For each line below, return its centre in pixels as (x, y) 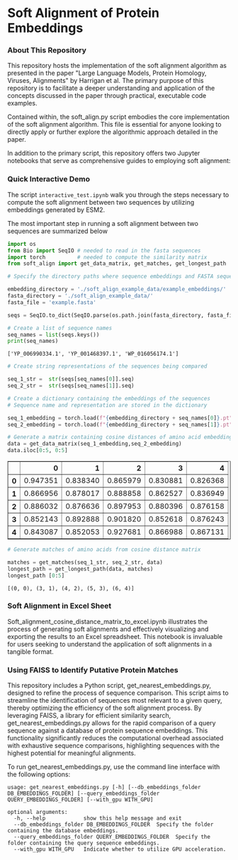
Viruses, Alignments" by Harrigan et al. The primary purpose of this (106, 81)
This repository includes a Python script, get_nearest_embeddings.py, (109, 686)
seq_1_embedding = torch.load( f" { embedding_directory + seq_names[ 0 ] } (114, 418)
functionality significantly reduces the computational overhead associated (115, 738)
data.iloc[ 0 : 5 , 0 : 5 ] (38, 451)
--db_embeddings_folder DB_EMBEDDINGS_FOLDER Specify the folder (114, 825)
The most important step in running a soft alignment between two (103, 223)
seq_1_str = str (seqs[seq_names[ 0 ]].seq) (71, 379)
